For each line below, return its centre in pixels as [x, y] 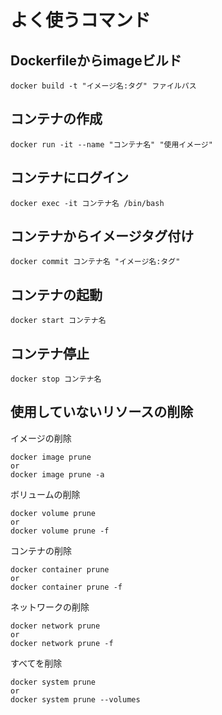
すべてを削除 [36, 663]
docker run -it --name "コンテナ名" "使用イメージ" [111, 144]
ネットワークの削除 [50, 607]
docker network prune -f [62, 643]
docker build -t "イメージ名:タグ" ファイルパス [103, 86]
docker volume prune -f [60, 531]
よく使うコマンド [81, 20]
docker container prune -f [66, 587]
